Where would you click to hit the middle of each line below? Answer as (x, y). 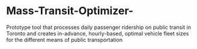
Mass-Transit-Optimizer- (70, 11)
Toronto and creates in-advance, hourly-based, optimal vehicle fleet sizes (98, 33)
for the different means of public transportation (65, 40)
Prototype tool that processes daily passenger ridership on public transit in (98, 27)
